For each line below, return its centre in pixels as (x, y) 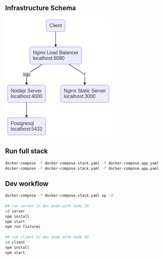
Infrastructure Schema (41, 8)
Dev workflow (27, 183)
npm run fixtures (23, 227)
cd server (15, 211)
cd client (15, 243)
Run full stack (27, 151)
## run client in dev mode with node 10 (47, 237)
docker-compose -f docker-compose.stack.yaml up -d (59, 196)
